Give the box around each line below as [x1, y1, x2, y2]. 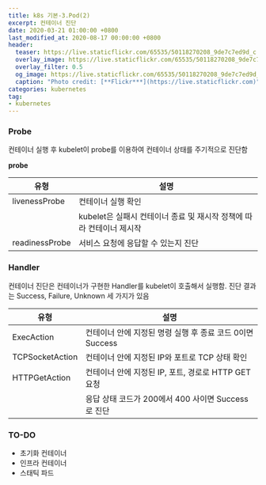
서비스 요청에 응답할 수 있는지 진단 [78, 238, 199, 249]
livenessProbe [12, 195, 66, 207]
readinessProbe [12, 237, 71, 248]
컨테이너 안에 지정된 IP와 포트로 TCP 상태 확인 [85, 351, 248, 362]
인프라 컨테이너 [19, 458, 67, 468]
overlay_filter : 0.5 [15, 63, 83, 71]
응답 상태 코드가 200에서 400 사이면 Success [85, 393, 249, 404]
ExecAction [12, 332, 55, 343]
